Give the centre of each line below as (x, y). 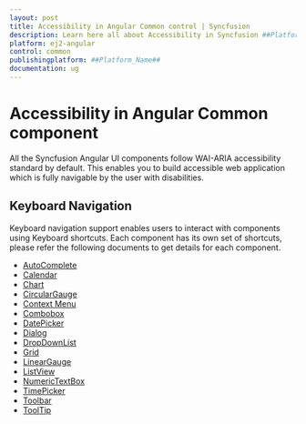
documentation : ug (44, 69)
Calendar (40, 275)
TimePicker (44, 390)
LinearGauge (47, 361)
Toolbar (37, 400)
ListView (39, 371)
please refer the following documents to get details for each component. (145, 247)
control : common (40, 52)
